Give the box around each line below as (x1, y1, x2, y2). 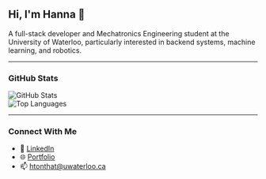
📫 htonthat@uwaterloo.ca (19, 162, 106, 171)
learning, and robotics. (8, 45, 82, 55)
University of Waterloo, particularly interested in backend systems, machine (8, 37, 256, 47)
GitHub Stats (8, 73, 59, 84)
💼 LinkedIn (19, 144, 55, 154)
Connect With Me (8, 126, 78, 137)
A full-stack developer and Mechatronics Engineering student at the (8, 28, 230, 38)
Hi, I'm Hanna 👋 (8, 8, 85, 21)
